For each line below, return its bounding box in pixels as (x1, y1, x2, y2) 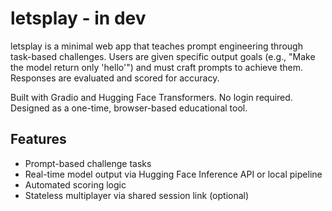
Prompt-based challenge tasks (24, 157, 152, 169)
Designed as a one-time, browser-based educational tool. (10, 102, 248, 114)
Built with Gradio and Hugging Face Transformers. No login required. (10, 91, 293, 103)
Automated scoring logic (24, 178, 127, 191)
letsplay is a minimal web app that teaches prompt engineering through (10, 40, 303, 52)
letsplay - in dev (10, 7, 147, 30)
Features (10, 131, 67, 148)
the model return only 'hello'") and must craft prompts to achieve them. (10, 61, 303, 73)
